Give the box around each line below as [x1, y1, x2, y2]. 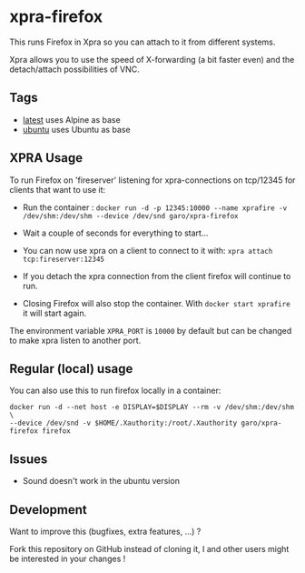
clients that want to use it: [9, 184, 106, 195]
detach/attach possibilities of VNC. [9, 64, 141, 75]
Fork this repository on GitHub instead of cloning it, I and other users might [9, 544, 290, 554]
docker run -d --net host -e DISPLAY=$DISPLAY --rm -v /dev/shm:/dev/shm [9, 403, 295, 412]
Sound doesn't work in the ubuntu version [22, 476, 180, 487]
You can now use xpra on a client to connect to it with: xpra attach [22, 245, 273, 256]
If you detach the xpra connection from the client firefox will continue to [22, 270, 291, 281]
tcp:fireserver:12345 [22, 255, 104, 264]
